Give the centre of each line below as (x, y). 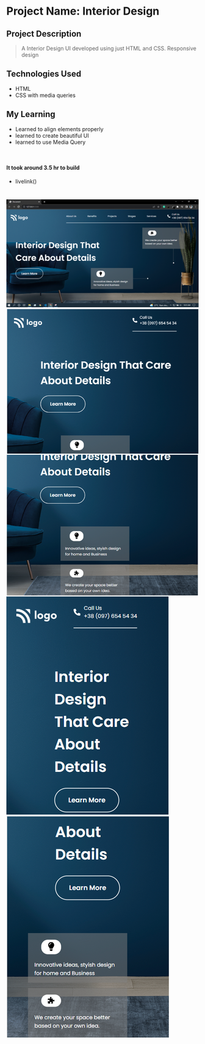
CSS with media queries (45, 95)
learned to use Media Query (50, 142)
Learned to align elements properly (59, 129)
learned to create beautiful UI (52, 135)
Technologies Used (44, 74)
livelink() (26, 181)
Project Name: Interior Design (83, 11)
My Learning (31, 114)
